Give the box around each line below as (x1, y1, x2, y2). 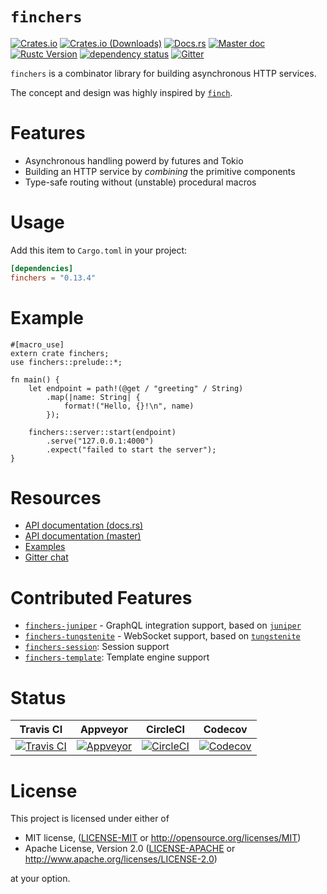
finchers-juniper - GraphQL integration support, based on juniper (24, 619, 302, 632)
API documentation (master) (24, 530, 142, 542)
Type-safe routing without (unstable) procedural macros (24, 176, 257, 188)
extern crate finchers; (10, 348, 110, 358)
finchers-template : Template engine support (24, 651, 210, 663)
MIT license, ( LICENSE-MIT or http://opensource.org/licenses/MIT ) (24, 832, 302, 844)
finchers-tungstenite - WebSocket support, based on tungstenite (24, 630, 301, 642)
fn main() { (10, 374, 60, 385)
